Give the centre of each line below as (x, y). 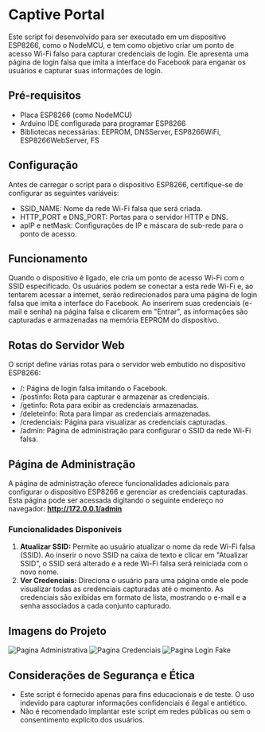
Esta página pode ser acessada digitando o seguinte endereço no (116, 500)
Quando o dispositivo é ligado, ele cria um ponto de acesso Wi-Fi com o (127, 278)
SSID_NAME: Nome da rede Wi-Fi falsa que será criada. (111, 208)
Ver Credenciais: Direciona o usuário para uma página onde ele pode (134, 581)
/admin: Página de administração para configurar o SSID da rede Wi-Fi (135, 431)
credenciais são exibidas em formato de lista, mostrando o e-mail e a (133, 597)
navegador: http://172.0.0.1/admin (65, 509)
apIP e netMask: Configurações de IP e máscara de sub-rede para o (132, 225)
